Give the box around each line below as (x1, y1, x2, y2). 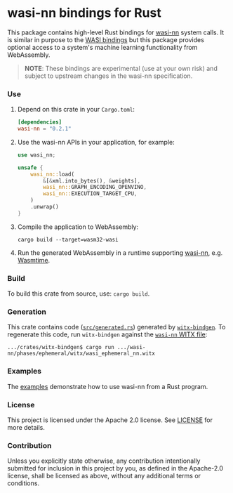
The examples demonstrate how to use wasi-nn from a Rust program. (7, 382, 208, 390)
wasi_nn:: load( (30, 171, 75, 178)
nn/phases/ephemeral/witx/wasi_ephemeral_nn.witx (7, 350, 156, 357)
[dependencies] (17, 119, 62, 126)
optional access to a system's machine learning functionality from (7, 43, 198, 51)
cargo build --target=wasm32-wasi (17, 236, 119, 243)
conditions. (7, 479, 40, 487)
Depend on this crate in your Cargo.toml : (17, 105, 135, 114)
